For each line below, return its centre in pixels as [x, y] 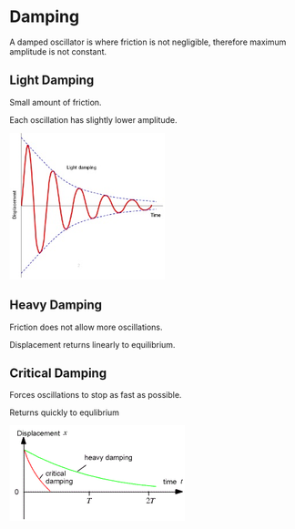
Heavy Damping [56, 305]
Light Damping [52, 81]
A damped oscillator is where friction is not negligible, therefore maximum [148, 42]
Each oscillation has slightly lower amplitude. [93, 119]
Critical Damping [58, 373]
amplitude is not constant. [58, 51]
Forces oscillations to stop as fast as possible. [96, 395]
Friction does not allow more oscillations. [86, 327]
